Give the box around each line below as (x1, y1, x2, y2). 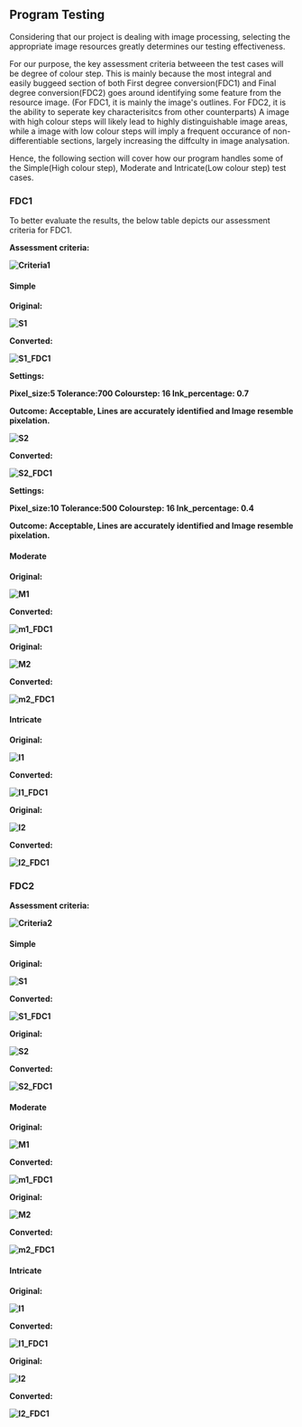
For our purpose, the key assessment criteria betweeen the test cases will (9, 58, 284, 69)
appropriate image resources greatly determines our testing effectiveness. (9, 41, 286, 52)
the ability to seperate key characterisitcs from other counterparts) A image (9, 106, 290, 117)
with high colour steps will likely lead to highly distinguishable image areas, (9, 116, 288, 127)
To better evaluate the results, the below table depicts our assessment (9, 215, 270, 226)
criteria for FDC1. (9, 225, 72, 236)
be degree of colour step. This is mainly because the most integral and (9, 68, 272, 79)
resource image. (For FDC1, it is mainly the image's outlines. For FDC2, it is (9, 97, 287, 108)
